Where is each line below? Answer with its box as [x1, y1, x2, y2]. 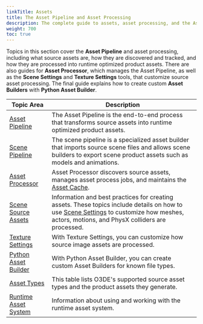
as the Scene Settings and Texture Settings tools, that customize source [6, 74, 189, 81]
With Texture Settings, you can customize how [51, 233, 184, 241]
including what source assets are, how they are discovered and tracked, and [6, 54, 196, 62]
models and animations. [51, 158, 120, 167]
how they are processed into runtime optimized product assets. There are [6, 61, 190, 68]
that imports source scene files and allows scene [51, 143, 190, 151]
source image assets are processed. [51, 241, 155, 249]
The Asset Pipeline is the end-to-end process [51, 111, 183, 119]
